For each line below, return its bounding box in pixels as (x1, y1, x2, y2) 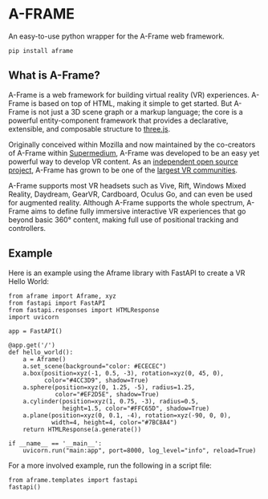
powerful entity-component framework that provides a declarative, (8, 116, 229, 125)
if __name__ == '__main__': (8, 439, 103, 448)
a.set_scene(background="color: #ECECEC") (22, 362, 167, 370)
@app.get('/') (8, 341, 56, 349)
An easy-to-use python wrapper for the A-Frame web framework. (8, 31, 225, 41)
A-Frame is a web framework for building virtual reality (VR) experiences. (8, 90, 250, 99)
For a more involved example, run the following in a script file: (8, 460, 213, 470)
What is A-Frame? (8, 69, 100, 83)
